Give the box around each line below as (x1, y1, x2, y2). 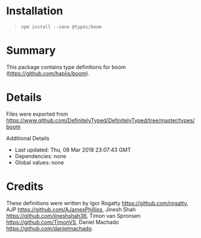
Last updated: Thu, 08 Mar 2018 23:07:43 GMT (14, 146, 132, 153)
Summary (6, 44, 56, 57)
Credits (6, 180, 44, 193)
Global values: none (14, 159, 64, 166)
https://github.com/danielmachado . (6, 225, 93, 232)
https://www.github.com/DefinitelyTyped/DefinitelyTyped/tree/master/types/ (6, 116, 195, 123)
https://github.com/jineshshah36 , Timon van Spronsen (6, 212, 141, 219)
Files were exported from (6, 110, 68, 118)
